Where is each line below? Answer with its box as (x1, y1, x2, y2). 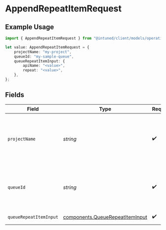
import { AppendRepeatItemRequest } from (5, 36, 92, 41)
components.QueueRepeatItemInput (63, 214, 147, 221)
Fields (5, 91, 25, 99)
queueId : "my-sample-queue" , (14, 54, 74, 59)
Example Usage (5, 23, 54, 31)
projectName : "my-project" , (14, 49, 72, 55)
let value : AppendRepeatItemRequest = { (5, 45, 90, 50)
